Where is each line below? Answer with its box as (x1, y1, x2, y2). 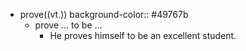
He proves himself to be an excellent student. (49, 30, 237, 41)
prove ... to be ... (34, 19, 103, 31)
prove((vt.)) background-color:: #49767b (19, 9, 189, 20)
